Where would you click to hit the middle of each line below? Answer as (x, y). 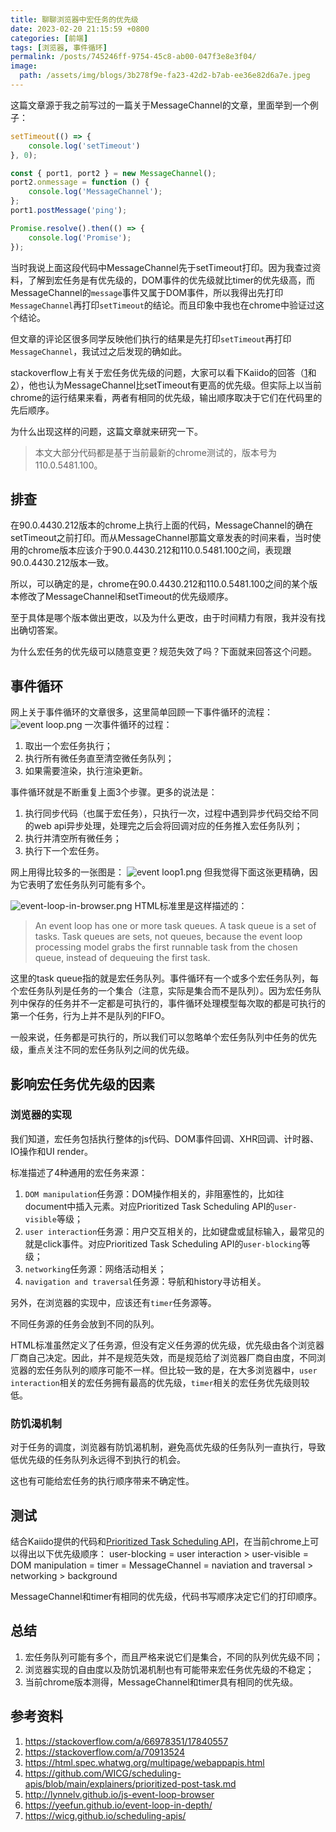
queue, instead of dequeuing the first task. (122, 958)
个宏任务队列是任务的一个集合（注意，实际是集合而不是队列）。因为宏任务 (161, 991)
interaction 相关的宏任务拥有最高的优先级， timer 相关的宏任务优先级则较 (160, 1382)
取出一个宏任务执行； (68, 746)
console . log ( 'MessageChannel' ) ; (95, 192)
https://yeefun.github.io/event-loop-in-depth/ (118, 1805)
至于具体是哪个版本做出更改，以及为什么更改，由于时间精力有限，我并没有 (163, 618)
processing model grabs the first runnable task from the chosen (166, 947)
